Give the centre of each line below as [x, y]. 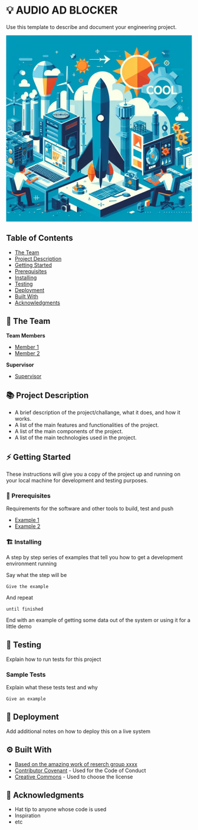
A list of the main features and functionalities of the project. [87, 425]
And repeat [20, 597]
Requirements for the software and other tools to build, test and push [90, 508]
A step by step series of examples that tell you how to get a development [95, 557]
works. [23, 419]
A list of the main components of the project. [69, 432]
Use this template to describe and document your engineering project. [91, 27]
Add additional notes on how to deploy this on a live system [78, 731]
